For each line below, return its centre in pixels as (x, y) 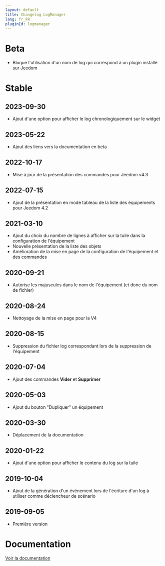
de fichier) (23, 290)
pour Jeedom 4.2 (30, 208)
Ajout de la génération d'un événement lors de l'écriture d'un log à (81, 491)
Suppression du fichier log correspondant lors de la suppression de (82, 346)
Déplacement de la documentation (48, 435)
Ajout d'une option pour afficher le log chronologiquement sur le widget (86, 119)
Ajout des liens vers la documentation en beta (59, 147)
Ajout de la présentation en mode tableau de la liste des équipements (84, 202)
